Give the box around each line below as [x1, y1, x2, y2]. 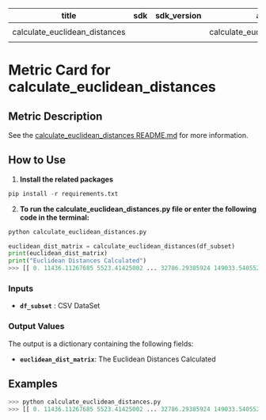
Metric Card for [8, 61, 111, 79]
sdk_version [155, 10, 202, 21]
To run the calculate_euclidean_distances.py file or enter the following [19, 204, 257, 213]
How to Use [8, 154, 66, 167]
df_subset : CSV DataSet [19, 301, 101, 311]
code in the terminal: [19, 212, 89, 222]
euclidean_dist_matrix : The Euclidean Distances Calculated [19, 354, 216, 364]
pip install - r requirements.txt [8, 189, 119, 197]
